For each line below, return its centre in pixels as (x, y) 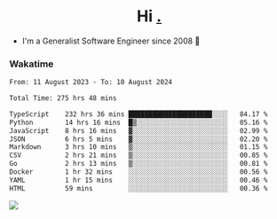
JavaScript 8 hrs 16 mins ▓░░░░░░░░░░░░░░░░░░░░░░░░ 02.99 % (138, 130)
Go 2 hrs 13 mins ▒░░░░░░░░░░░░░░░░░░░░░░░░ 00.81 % (138, 164)
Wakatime (32, 64)
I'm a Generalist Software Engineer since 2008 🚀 (111, 41)
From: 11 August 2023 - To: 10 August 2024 (91, 82)
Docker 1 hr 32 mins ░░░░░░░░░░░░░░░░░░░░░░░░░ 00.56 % (138, 172)
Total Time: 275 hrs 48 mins (63, 98)
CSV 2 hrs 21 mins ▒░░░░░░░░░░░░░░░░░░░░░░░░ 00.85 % (138, 156)
